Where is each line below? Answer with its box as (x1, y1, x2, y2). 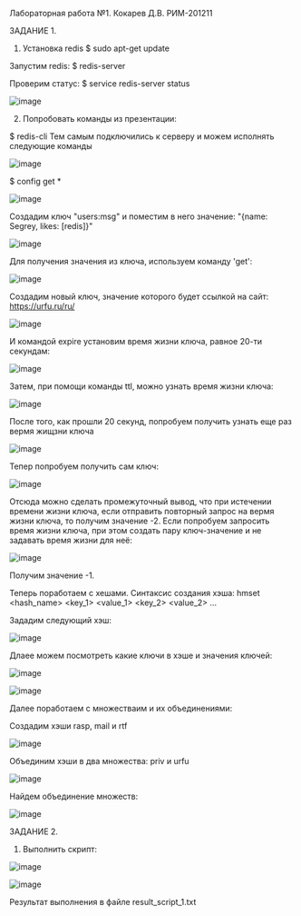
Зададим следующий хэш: (9, 615, 112, 625)
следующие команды (9, 141, 92, 151)
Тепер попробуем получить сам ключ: (9, 461, 159, 472)
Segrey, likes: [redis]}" (9, 221, 93, 231)
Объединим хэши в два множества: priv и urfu (9, 756, 189, 766)
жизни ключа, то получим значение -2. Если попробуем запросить (9, 515, 270, 526)
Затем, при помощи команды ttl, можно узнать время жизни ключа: (9, 381, 274, 392)
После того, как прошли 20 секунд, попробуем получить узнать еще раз (9, 416, 292, 426)
